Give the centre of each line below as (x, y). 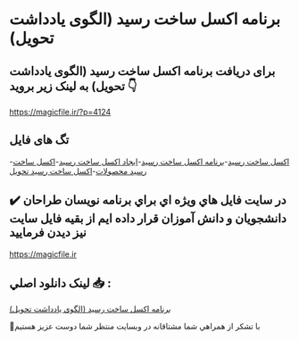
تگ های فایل (39, 140)
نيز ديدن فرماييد (48, 233)
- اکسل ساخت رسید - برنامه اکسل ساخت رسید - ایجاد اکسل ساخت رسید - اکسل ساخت (149, 162)
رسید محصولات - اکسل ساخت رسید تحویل (78, 170)
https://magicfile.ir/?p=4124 (60, 112)
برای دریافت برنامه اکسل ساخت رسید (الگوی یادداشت (142, 71)
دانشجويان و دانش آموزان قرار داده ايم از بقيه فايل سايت (148, 219)
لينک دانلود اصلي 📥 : (60, 283)
